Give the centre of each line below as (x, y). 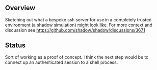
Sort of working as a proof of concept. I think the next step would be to (77, 57)
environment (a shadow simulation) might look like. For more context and (79, 25)
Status (15, 45)
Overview (20, 8)
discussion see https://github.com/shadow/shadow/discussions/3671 (75, 30)
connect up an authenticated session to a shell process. (62, 62)
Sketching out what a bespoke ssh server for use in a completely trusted (78, 19)
